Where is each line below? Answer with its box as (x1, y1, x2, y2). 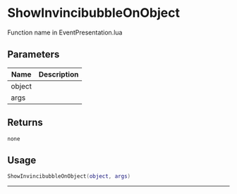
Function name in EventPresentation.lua (7, 28, 123, 37)
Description (38, 69, 79, 79)
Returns (7, 117, 44, 129)
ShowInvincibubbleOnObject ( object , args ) (7, 173, 131, 180)
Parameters (7, 48, 60, 60)
